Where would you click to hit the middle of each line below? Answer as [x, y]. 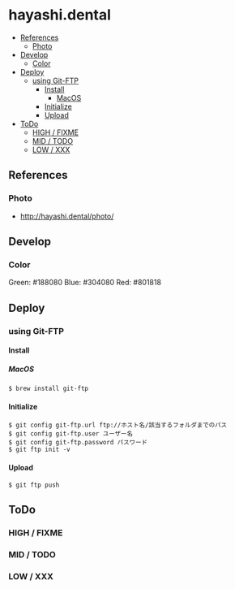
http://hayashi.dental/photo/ [67, 216]
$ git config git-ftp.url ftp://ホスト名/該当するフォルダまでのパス [118, 425]
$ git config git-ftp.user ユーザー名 [71, 434]
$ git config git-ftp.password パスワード [78, 443]
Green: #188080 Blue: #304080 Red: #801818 [85, 283]
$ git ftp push [34, 485]
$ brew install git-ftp [49, 389]
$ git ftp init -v [39, 450]
